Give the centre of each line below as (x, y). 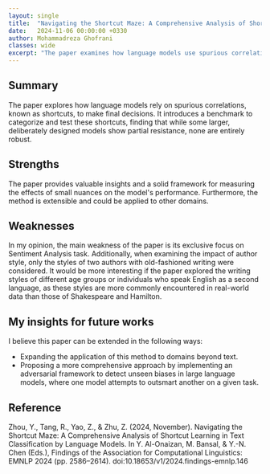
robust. (20, 139)
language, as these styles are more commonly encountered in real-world (129, 288)
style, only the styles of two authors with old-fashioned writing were (121, 263)
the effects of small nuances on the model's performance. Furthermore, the (133, 192)
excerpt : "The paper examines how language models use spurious (118, 53)
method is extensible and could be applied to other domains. (108, 201)
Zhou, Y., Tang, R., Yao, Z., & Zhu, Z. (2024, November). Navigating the (125, 427)
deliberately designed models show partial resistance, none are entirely (127, 130)
